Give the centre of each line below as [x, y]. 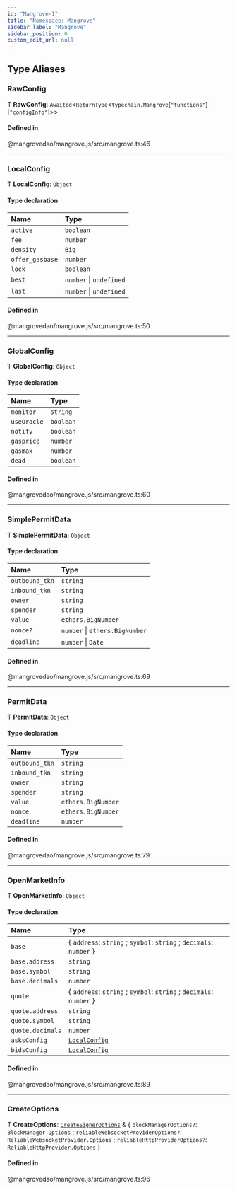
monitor [24, 412]
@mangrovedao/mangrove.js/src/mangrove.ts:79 [79, 855]
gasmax [22, 451]
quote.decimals [36, 1031]
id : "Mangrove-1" [33, 14]
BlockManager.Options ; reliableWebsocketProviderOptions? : [95, 1132]
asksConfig [29, 1040]
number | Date [82, 642]
